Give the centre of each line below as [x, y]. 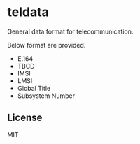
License [25, 118]
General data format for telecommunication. [70, 31]
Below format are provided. [47, 45]
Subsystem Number [46, 96]
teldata [28, 12]
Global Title [34, 88]
